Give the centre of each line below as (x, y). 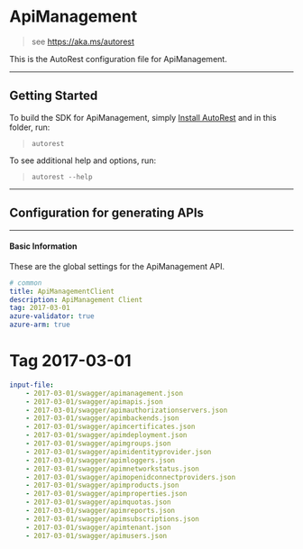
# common (26, 283)
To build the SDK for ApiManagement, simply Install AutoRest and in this (143, 117)
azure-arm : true (40, 325)
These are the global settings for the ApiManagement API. (117, 266)
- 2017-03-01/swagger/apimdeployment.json (106, 435)
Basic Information (44, 246)
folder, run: (30, 127)
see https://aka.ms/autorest (83, 41)
